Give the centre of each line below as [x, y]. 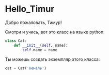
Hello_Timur [30, 9]
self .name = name [40, 50]
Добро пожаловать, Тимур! [33, 22]
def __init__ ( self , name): [41, 45]
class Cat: [16, 41]
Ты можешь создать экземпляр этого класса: [53, 59]
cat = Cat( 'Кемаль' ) [26, 68]
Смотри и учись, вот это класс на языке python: [55, 32]
